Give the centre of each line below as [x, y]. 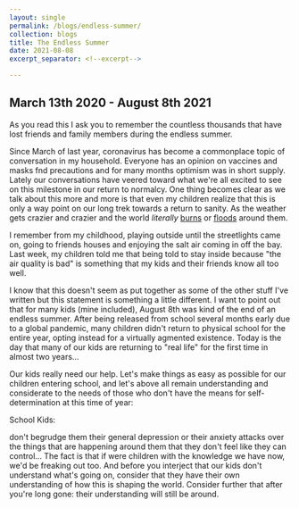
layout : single [37, 17]
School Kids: [33, 420]
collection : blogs [43, 34]
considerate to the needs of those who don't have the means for [128, 393]
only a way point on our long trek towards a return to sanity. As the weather [148, 208]
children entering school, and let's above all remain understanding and [139, 383]
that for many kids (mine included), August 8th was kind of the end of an [143, 309]
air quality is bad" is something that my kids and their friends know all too [144, 263]
